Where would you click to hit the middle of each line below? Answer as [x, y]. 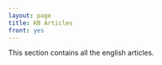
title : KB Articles [41, 23]
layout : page [30, 15]
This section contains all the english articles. [81, 53]
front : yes [26, 30]
